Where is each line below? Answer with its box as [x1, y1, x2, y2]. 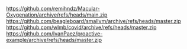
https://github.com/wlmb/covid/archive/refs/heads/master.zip [6, 24, 157, 31]
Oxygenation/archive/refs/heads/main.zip [6, 11, 108, 18]
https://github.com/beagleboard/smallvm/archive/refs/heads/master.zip [6, 18, 182, 24]
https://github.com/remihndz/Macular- [6, 5, 100, 12]
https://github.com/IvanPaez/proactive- [6, 30, 103, 37]
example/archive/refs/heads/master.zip [6, 37, 102, 43]
